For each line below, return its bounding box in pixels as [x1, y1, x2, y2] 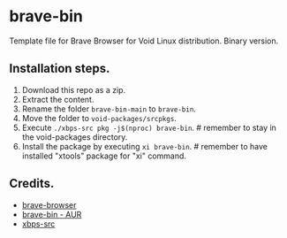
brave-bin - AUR [21, 209, 82, 219]
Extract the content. [21, 94, 94, 104]
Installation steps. [9, 61, 110, 76]
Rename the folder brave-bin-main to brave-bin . [21, 104, 197, 114]
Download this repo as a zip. [21, 84, 126, 95]
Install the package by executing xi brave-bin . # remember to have [21, 141, 268, 151]
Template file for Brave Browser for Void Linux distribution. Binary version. [9, 35, 279, 46]
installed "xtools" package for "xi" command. [21, 150, 187, 161]
